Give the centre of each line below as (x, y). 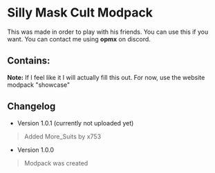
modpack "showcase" (39, 85)
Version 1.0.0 (35, 150)
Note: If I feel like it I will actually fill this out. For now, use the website (106, 77)
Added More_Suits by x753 (63, 136)
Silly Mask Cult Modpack (80, 13)
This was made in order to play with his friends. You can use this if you (108, 32)
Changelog (31, 106)
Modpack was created (56, 163)
